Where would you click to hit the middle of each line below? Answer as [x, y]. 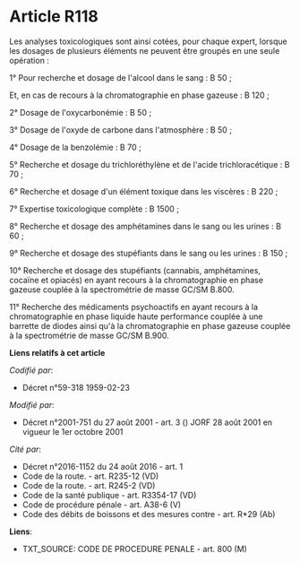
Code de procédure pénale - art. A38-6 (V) [102, 505]
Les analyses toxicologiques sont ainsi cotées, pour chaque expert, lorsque [149, 41]
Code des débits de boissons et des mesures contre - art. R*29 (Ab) [149, 514]
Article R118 [54, 17]
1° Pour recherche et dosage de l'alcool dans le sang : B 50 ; [120, 77]
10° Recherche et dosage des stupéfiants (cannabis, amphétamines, [135, 270]
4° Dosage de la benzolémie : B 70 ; [75, 147]
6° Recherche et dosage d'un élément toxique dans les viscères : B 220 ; [144, 191]
